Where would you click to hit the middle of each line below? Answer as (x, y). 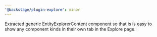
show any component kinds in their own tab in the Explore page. (70, 29)
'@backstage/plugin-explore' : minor (42, 10)
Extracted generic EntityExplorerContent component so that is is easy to (78, 24)
